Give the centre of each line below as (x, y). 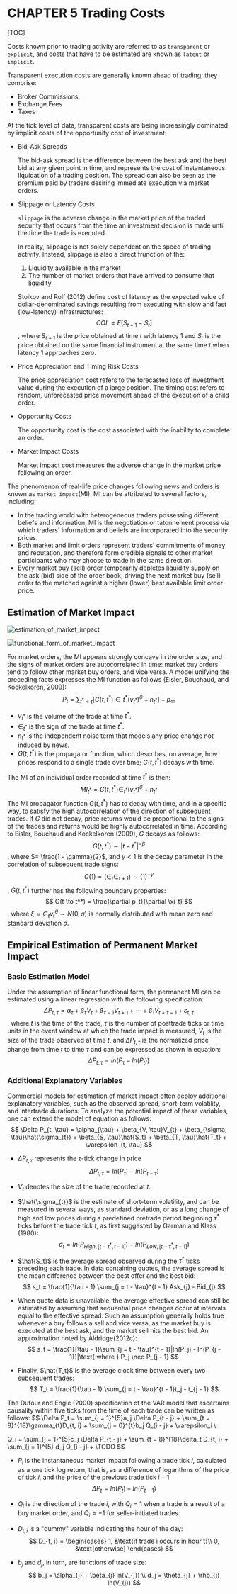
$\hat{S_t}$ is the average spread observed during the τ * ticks (109, 1260)
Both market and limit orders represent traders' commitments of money (121, 545)
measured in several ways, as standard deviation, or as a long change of (123, 1209)
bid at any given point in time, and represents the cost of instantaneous (121, 167)
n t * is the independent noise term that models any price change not (116, 736)
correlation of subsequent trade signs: (63, 864)
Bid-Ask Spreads (42, 146)
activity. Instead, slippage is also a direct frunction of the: (101, 254)
